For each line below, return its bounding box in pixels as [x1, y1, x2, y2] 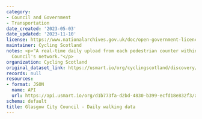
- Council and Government [6, 14, 71, 20]
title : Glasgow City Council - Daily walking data [6, 103, 136, 110]
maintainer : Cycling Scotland [6, 43, 82, 49]
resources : [6, 76, 34, 82]
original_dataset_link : [6, 64, 66, 71]
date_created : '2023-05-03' [6, 25, 77, 32]
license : [6, 37, 28, 43]
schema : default [6, 98, 47, 104]
